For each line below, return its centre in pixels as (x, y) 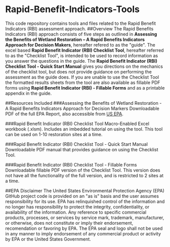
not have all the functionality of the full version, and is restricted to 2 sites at (84, 175)
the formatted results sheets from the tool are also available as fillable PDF (83, 83)
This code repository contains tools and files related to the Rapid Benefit (80, 23)
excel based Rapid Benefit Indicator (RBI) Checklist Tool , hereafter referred (84, 50)
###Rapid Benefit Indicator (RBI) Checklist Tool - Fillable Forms (71, 164)
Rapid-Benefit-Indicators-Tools (73, 9)
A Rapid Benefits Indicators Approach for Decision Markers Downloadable (82, 108)
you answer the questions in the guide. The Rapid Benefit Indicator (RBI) (81, 61)
